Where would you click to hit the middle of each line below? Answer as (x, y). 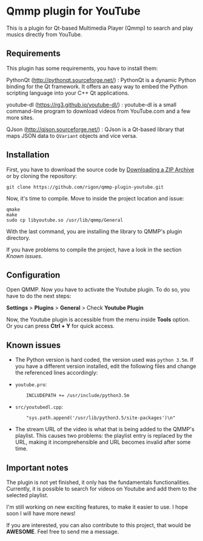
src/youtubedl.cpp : (39, 407)
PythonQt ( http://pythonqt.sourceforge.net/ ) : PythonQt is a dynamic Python (101, 80)
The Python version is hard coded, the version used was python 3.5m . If (104, 360)
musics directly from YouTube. (44, 34)
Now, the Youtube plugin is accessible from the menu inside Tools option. (98, 319)
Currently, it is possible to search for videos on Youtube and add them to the (101, 489)
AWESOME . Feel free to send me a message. (63, 532)
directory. (18, 237)
